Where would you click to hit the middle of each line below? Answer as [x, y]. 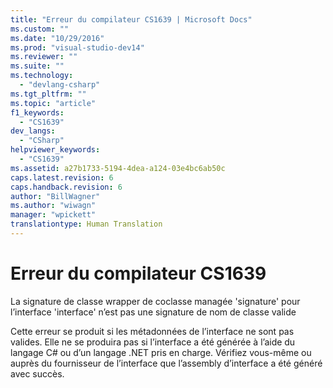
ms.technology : [42, 76]
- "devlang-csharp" [60, 85]
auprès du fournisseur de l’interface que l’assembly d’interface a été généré [166, 363]
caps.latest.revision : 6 [62, 177]
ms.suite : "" [37, 66]
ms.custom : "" [40, 29]
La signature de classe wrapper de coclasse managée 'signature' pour [155, 301]
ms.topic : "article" [53, 103]
